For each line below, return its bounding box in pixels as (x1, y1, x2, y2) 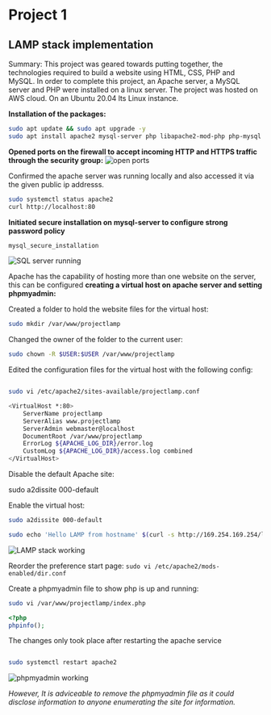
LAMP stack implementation (8, 38, 154, 52)
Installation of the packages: (8, 109, 106, 119)
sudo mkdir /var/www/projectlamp (8, 320, 121, 328)
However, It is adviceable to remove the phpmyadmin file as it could (8, 688, 235, 699)
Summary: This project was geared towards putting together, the (8, 59, 223, 69)
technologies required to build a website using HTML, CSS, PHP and (8, 68, 236, 77)
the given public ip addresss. (8, 179, 105, 189)
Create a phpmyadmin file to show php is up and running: (8, 583, 199, 593)
